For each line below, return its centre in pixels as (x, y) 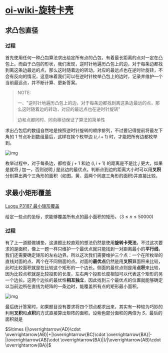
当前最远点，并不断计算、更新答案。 (42, 82)
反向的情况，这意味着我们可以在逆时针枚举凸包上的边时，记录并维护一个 (88, 76)
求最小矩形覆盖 (28, 193)
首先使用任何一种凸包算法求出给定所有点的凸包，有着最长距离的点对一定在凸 (84, 57)
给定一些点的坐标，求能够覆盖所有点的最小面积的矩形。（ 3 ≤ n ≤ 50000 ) (79, 216)
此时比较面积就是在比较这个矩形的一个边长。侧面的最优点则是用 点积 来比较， (84, 267)
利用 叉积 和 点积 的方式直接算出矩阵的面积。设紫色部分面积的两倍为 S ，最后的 (84, 312)
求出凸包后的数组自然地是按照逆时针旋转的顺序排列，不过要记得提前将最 (79, 130)
